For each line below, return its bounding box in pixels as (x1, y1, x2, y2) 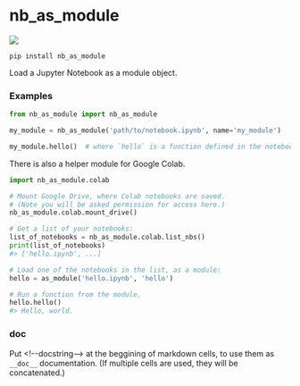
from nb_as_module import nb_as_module (9, 110, 158, 119)
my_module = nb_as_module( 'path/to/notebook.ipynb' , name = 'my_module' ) (9, 126, 281, 135)
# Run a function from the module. (9, 289, 142, 299)
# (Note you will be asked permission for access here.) (9, 200, 226, 209)
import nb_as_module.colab (9, 175, 110, 184)
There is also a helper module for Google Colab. (9, 158, 186, 169)
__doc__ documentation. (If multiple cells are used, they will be (9, 357, 238, 368)
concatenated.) (9, 367, 65, 378)
